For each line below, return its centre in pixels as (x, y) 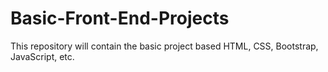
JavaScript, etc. (42, 56)
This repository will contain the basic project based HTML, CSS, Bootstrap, (164, 46)
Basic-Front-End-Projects (120, 18)
